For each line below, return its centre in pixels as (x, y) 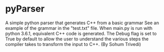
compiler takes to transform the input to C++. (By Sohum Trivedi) (73, 44)
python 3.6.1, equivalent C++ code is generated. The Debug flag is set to (81, 33)
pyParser (25, 9)
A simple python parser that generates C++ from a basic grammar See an (82, 23)
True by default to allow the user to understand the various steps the (77, 39)
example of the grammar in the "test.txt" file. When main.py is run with (79, 28)
